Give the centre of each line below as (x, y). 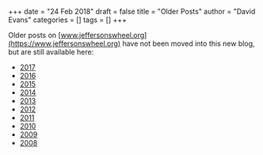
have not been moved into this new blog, (189, 43)
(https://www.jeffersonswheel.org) (65, 43)
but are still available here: (51, 52)
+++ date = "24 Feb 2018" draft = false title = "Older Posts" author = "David (132, 11)
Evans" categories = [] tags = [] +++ (67, 20)
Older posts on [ (34, 35)
